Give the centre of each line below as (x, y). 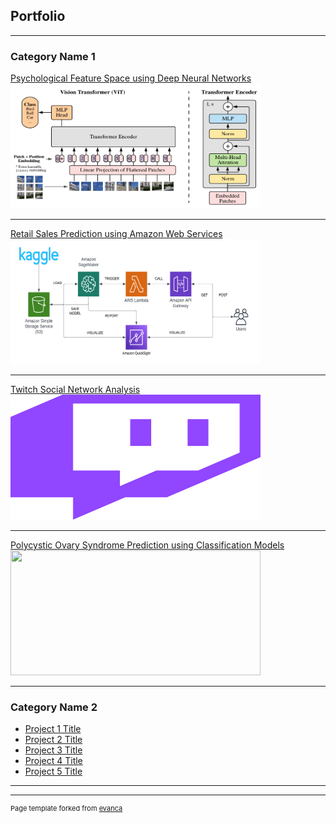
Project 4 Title (53, 761)
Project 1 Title (53, 729)
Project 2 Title (53, 740)
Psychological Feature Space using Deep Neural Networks (131, 78)
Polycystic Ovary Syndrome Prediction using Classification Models (147, 545)
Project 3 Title (53, 750)
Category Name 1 (53, 56)
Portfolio (38, 16)
